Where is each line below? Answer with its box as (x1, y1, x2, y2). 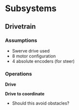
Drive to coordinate (5, 91, 45, 97)
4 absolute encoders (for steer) (12, 58, 75, 64)
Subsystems (5, 3, 57, 14)
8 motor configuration (12, 53, 56, 59)
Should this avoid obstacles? (12, 100, 69, 106)
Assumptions (5, 37, 37, 44)
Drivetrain (5, 22, 36, 31)
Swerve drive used (12, 48, 50, 54)
